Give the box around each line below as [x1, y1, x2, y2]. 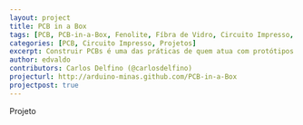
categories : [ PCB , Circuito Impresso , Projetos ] [9, 38, 197, 48]
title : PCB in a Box [9, 22, 88, 31]
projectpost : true [9, 81, 79, 90]
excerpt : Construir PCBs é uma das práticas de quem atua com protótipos [9, 47, 295, 56]
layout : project [9, 13, 71, 23]
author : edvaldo [9, 55, 71, 64]
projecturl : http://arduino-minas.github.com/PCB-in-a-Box [9, 72, 238, 82]
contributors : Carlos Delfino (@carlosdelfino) [9, 64, 193, 73]
